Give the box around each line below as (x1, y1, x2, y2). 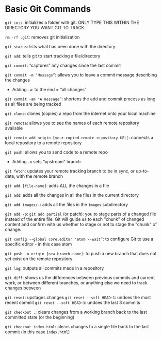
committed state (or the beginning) (5, 314, 75, 320)
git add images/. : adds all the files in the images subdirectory (5, 201, 128, 207)
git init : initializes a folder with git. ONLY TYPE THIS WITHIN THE (5, 19, 139, 25)
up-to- (135, 168, 149, 174)
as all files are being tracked (5, 101, 62, 107)
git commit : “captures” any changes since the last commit (5, 62, 121, 68)
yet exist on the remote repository (5, 256, 73, 262)
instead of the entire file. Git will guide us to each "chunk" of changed (5, 216, 145, 222)
